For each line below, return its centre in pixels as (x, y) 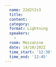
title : (16, 15)
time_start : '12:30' (31, 52)
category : (19, 24)
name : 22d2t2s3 (25, 10)
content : (18, 19)
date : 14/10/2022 (27, 47)
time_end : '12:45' (29, 57)
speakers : (19, 33)
